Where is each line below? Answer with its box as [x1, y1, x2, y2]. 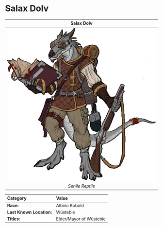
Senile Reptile [67, 183, 96, 189]
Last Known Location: [7, 209, 52, 215]
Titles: [7, 216, 20, 222]
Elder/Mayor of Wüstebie [56, 216, 106, 222]
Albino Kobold [56, 202, 84, 208]
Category [7, 195, 27, 201]
